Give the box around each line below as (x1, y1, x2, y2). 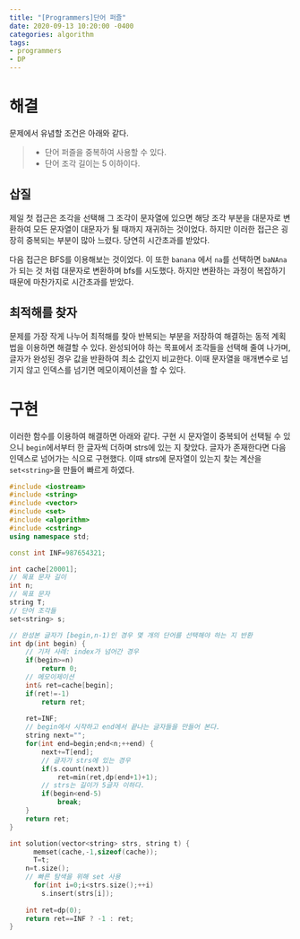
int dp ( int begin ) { (9, 639, 87, 648)
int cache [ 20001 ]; (9, 565, 78, 574)
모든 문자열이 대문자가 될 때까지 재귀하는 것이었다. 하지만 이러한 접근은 (32, 224, 279, 234)
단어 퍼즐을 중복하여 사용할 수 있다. (44, 146, 167, 157)
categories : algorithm (9, 30, 94, 39)
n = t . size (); (25, 864, 70, 873)
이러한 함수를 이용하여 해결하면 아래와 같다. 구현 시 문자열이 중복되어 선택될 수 (9, 430, 282, 441)
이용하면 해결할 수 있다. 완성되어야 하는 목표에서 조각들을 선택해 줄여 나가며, (25, 342, 291, 353)
